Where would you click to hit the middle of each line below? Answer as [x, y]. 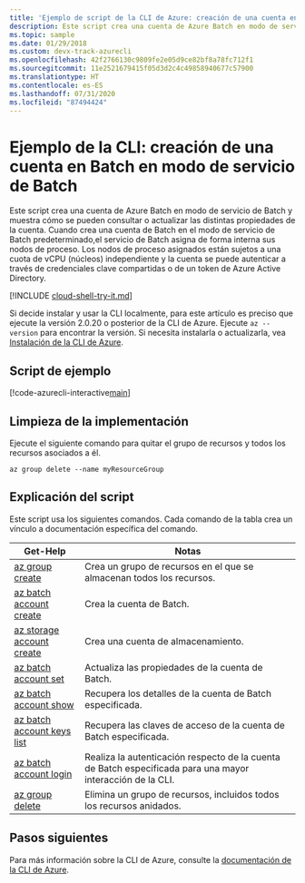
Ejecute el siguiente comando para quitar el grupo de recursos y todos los [148, 443]
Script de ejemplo [60, 371]
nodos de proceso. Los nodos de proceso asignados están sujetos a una [145, 250]
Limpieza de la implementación [99, 422]
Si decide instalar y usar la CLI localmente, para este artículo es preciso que [151, 313]
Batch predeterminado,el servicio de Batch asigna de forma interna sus [143, 240]
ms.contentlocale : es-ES [56, 85]
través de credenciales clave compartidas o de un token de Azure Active [145, 269]
